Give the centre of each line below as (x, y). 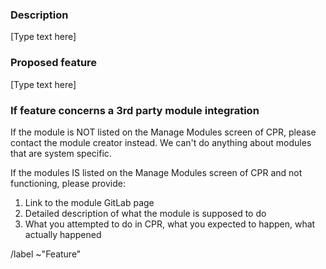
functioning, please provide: (68, 183)
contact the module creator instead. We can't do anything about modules (161, 142)
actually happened (63, 234)
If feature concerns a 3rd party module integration (135, 110)
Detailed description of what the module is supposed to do (145, 213)
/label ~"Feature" (46, 254)
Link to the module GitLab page (89, 202)
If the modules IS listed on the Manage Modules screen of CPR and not (156, 172)
